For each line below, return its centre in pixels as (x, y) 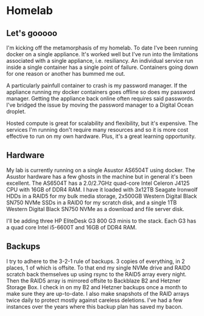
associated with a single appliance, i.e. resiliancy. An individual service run (100, 61)
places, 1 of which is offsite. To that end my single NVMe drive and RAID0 (98, 268)
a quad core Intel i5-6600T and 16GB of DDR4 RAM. (72, 227)
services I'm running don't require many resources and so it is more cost (97, 130)
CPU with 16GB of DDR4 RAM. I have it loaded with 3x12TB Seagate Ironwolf (102, 189)
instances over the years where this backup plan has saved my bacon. (95, 306)
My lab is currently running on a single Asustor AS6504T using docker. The (101, 170)
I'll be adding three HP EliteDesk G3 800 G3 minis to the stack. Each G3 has (101, 221)
